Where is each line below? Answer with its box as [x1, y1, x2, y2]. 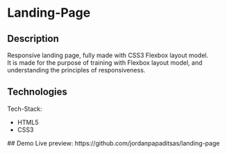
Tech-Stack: [7, 105, 43, 113]
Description [7, 33, 59, 45]
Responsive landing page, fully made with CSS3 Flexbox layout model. [7, 51, 208, 59]
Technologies [7, 86, 68, 98]
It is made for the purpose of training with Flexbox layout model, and [7, 59, 203, 67]
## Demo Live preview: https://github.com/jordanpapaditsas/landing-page [7, 139, 220, 147]
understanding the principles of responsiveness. [7, 66, 146, 74]
